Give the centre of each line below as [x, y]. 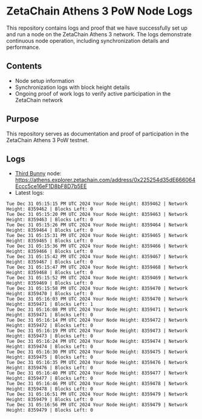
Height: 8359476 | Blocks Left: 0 [50, 368]
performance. [23, 47]
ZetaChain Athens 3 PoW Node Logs [99, 11]
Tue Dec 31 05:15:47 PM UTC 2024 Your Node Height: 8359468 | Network [97, 267]
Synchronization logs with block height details [72, 87]
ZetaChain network [39, 100]
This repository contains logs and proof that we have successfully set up [97, 28]
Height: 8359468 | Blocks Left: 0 [50, 273]
